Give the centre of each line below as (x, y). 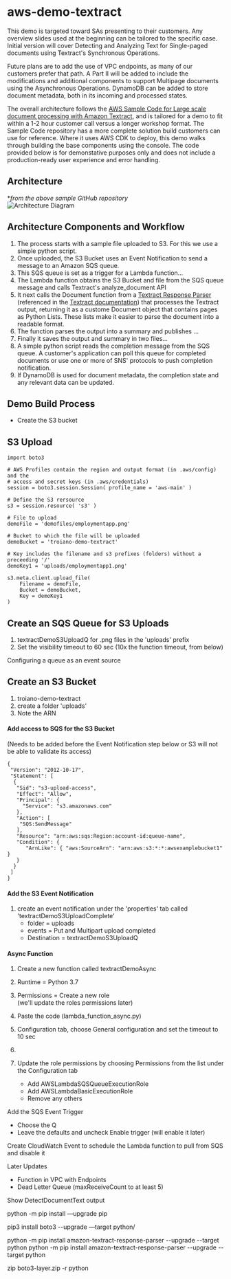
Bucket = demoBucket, (50, 590)
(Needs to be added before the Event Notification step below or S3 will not (113, 744)
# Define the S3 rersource (46, 500)
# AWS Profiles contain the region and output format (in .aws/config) (112, 470)
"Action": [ (33, 819)
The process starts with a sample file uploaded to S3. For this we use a (118, 243)
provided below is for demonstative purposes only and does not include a (111, 153)
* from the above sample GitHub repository (68, 198)
